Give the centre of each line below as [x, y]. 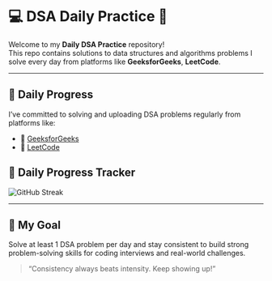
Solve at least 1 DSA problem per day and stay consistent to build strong [129, 245]
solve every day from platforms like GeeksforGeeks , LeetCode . [115, 62]
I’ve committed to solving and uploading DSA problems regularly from [125, 114]
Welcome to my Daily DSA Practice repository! [87, 44]
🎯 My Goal [34, 225]
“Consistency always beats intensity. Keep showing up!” [122, 269]
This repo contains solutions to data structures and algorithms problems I [130, 53]
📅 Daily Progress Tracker [72, 173]
